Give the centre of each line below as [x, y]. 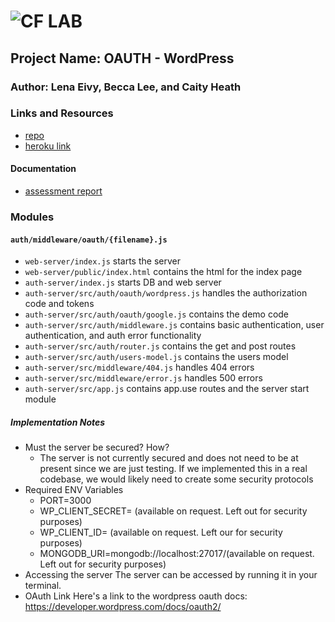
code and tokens [59, 304]
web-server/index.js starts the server [102, 261]
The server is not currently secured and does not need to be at [169, 458]
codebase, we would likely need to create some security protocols [176, 479]
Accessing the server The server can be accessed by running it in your [171, 575]
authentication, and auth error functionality [113, 336]
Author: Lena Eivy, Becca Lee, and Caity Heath [126, 87]
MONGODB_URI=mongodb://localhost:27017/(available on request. [177, 554]
